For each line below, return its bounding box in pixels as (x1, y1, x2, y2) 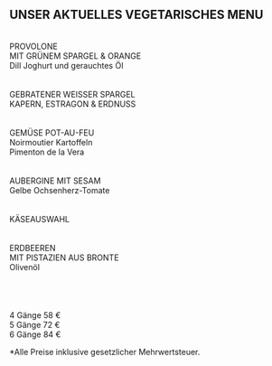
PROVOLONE (9, 41, 59, 52)
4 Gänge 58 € (9, 309, 61, 320)
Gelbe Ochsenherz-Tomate (9, 184, 110, 195)
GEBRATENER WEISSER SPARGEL (9, 89, 136, 99)
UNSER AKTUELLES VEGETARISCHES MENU (9, 7, 264, 23)
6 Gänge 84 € (9, 329, 61, 340)
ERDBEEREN (9, 242, 56, 253)
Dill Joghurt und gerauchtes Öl (9, 60, 124, 70)
